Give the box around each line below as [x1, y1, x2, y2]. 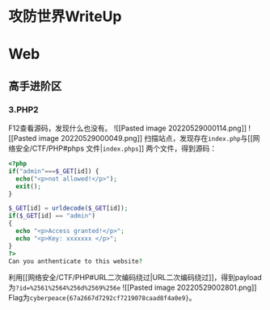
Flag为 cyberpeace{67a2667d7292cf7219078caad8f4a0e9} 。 [8, 293, 196, 303]
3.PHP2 [8, 104, 39, 115]
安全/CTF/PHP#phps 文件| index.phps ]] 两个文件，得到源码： [15, 143, 217, 154]
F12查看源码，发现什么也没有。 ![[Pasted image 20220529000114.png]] [8, 123, 247, 134]
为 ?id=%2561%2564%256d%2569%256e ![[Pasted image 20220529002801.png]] [8, 282, 257, 292]
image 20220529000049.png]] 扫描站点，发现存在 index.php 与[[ [38, 134, 253, 143]
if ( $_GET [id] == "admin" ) [8, 212, 95, 220]
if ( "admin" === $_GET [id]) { [8, 167, 99, 175]
